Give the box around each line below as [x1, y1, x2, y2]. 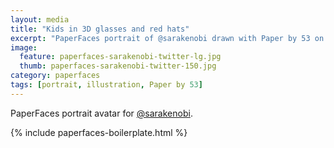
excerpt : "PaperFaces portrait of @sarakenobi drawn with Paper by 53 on [10, 33, 325, 43]
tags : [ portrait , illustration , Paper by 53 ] [10, 80, 203, 90]
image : [10, 42, 38, 53]
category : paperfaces [10, 71, 101, 81]
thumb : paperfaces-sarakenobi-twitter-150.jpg [19, 61, 217, 71]
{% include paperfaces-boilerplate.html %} [10, 126, 188, 138]
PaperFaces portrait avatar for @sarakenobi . [10, 107, 193, 119]
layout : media [10, 14, 70, 25]
